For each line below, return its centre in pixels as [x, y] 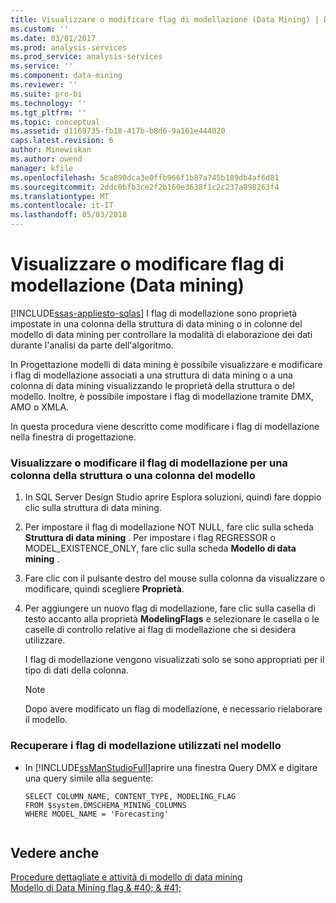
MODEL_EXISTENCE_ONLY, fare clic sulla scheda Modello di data [160, 548]
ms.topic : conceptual [55, 122]
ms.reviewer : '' [44, 85]
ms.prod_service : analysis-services [86, 57]
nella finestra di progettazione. [73, 437]
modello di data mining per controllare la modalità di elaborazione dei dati [161, 334]
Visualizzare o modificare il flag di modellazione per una [149, 463]
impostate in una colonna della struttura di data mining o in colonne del [156, 323]
